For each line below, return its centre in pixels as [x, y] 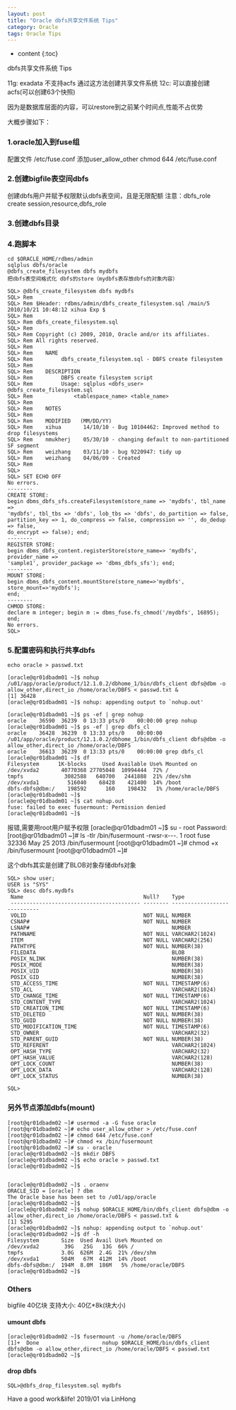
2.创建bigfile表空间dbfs [48, 179]
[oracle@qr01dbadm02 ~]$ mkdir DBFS [61, 1154]
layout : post [26, 14]
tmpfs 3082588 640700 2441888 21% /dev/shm [99, 777]
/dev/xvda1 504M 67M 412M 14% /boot [77, 1259]
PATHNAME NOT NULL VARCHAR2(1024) [113, 934]
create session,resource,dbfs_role [57, 203]
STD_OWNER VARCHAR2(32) [110, 1033]
